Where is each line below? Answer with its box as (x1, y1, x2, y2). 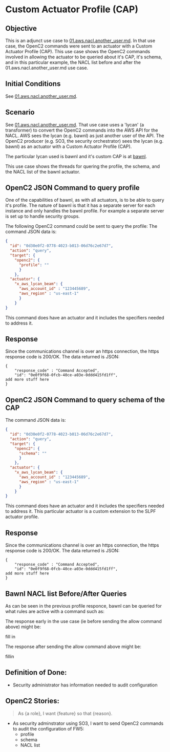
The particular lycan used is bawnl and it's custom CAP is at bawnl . (5, 153, 147, 159)
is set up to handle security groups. (5, 213, 80, 220)
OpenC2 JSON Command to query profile (5, 183, 140, 192)
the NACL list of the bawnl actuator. (5, 168, 80, 175)
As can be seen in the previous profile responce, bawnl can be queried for (5, 603, 162, 609)
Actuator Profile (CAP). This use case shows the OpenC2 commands (5, 49, 150, 54)
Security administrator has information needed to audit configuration (12, 682, 158, 688)
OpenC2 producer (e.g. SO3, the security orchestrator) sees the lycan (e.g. (5, 138, 164, 144)
